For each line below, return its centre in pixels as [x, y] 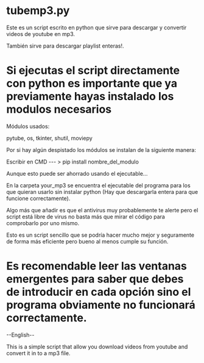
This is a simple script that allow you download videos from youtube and [97, 347]
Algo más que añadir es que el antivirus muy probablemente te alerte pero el [102, 210]
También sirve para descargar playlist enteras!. [65, 46]
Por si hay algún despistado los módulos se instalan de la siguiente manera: [101, 149]
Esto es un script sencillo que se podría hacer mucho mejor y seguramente [100, 235]
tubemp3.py [38, 11]
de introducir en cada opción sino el [99, 292]
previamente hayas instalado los [90, 97]
